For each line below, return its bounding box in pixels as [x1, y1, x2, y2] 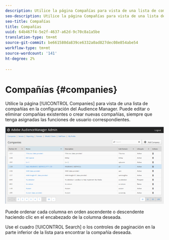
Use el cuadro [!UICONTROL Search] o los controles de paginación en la [5, 224, 155, 230]
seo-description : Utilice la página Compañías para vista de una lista [5, 13, 158, 19]
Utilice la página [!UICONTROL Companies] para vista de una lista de [5, 101, 148, 107]
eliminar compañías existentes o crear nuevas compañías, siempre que [5, 111, 152, 117]
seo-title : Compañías [5, 19, 51, 24]
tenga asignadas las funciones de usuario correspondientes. [5, 117, 131, 123]
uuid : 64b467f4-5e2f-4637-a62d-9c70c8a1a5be [5, 29, 100, 35]
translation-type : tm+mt [5, 35, 57, 40]
